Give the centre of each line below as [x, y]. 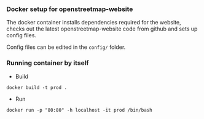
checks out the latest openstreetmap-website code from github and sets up [102, 29]
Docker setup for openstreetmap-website [70, 9]
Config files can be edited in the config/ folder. [66, 47]
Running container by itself [48, 63]
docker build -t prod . [37, 87]
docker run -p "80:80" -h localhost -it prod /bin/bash [79, 110]
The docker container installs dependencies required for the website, [94, 23]
